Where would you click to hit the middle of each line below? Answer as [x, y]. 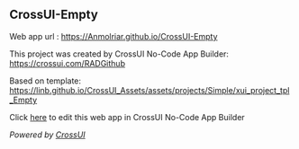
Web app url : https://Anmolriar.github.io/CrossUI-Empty [113, 36]
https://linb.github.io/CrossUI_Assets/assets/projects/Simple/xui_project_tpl [149, 90]
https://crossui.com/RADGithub [68, 63]
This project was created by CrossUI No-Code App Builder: [119, 54]
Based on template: [45, 81]
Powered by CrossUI [47, 135]
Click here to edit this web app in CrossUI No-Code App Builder [127, 117]
